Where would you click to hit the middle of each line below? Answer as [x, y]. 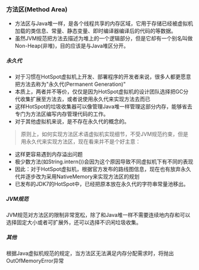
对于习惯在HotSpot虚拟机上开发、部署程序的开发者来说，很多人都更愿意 [103, 77]
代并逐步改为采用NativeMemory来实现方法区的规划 [77, 176]
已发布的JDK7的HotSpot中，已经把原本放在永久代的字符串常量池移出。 [102, 184]
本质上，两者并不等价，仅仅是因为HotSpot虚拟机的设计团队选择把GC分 [102, 92]
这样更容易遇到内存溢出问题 [49, 154]
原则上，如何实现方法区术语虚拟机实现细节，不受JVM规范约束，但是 [105, 134]
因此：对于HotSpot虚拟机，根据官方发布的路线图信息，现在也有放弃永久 [103, 169]
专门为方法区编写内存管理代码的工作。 [61, 114]
